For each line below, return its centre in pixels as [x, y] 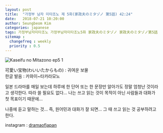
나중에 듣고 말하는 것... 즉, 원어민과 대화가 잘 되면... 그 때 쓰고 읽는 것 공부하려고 [81, 109]
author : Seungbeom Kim [28, 23]
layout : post [18, 10]
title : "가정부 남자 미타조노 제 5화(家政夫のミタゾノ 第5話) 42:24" [69, 14]
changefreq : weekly [30, 42]
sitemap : [15, 37]
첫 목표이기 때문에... [24, 99]
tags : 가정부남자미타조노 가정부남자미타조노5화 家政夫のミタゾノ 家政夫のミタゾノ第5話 [81, 32]
